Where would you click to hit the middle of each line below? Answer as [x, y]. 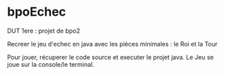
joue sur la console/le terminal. [51, 64]
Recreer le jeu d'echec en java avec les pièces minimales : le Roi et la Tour [112, 44]
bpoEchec [37, 12]
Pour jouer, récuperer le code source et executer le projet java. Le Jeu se [110, 57]
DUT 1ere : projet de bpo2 [44, 31]
